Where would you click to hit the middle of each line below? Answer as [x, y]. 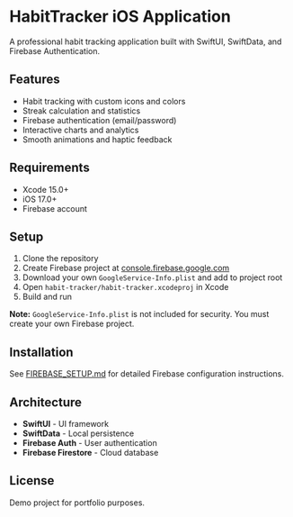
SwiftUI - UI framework [66, 424]
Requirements [49, 168]
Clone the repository [60, 258]
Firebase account [55, 208]
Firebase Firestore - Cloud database [90, 453]
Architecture [46, 402]
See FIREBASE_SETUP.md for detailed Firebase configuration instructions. [147, 374]
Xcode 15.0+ [45, 189]
